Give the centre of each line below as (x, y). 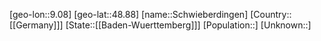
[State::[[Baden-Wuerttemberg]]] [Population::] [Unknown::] (188, 25)
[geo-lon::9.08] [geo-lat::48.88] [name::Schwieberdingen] (129, 14)
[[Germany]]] (36, 25)
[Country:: (271, 14)
